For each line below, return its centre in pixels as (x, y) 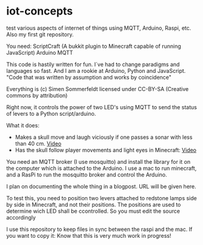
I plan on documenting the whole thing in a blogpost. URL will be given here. (101, 186)
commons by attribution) (37, 95)
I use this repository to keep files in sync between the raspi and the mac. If (99, 229)
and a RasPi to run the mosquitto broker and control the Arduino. (87, 175)
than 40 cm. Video (38, 143)
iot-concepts (40, 11)
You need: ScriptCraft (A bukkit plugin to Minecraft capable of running (94, 46)
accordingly (21, 217)
